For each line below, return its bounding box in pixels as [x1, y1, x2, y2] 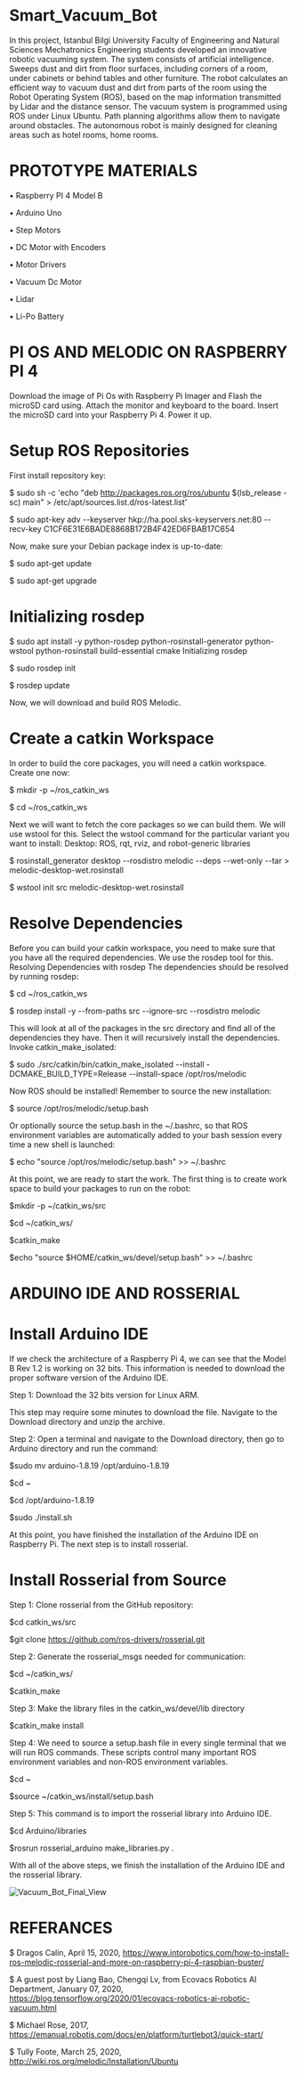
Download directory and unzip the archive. [9, 1416, 165, 1427]
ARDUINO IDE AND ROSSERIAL [9, 1283, 240, 1303]
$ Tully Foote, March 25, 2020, [9, 2046, 122, 2057]
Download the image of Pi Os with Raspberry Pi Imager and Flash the [9, 390, 262, 401]
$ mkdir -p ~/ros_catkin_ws [9, 785, 109, 795]
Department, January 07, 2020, [9, 1983, 124, 1994]
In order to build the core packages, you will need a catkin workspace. [9, 758, 267, 769]
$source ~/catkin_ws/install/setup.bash [9, 1791, 154, 1802]
